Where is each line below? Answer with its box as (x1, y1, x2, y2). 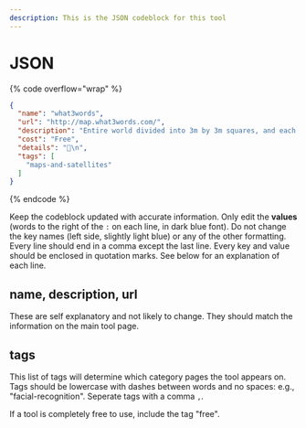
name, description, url (9, 286, 139, 302)
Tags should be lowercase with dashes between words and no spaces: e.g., (9, 380, 295, 391)
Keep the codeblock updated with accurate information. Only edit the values (9, 211, 298, 222)
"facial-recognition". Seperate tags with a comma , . (9, 391, 204, 401)
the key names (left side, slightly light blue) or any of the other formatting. (9, 230, 287, 242)
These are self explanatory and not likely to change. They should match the (9, 311, 293, 322)
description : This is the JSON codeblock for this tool (9, 13, 227, 23)
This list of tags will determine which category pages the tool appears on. (9, 371, 286, 382)
